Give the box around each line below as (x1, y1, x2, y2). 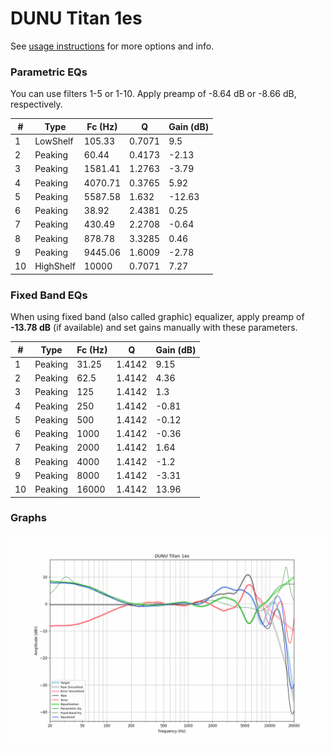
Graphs (10, 511, 47, 525)
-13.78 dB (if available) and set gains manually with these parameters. (10, 322, 298, 334)
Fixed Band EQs (10, 288, 88, 302)
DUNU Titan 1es (10, 7, 143, 30)
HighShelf (34, 260, 76, 272)
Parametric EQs (10, 65, 88, 79)
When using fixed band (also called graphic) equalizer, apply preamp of (10, 311, 305, 323)
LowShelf (34, 135, 74, 147)
